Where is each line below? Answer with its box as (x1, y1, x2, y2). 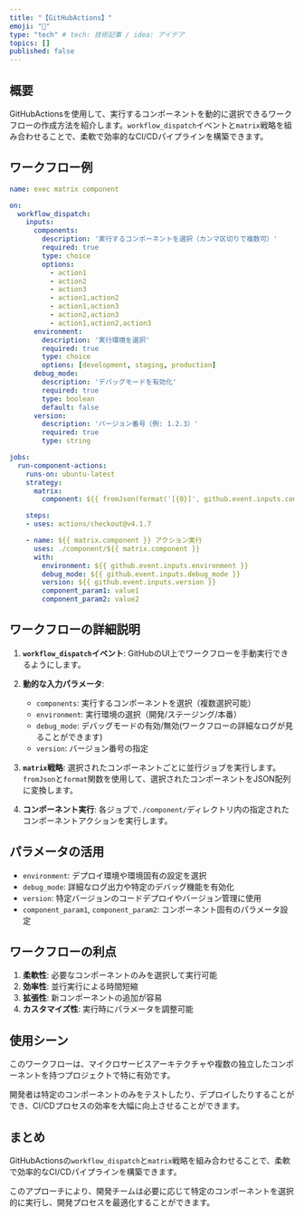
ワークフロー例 (9, 160, 93, 176)
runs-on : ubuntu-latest (25, 470, 116, 479)
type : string (42, 436, 91, 446)
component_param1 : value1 (42, 586, 140, 595)
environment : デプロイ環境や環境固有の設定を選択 (22, 869, 207, 880)
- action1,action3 (49, 302, 119, 311)
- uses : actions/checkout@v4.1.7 (25, 519, 152, 529)
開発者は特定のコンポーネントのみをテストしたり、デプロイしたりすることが (9, 1089, 295, 1100)
